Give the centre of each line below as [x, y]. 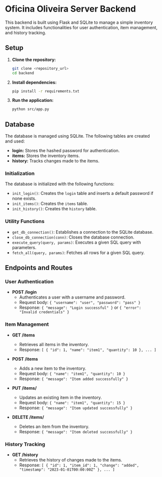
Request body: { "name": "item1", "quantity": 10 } [72, 373]
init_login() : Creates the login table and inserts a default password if [83, 193]
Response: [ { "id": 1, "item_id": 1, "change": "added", [79, 465]
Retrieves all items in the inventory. [54, 344]
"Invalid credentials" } [44, 312]
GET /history [25, 455]
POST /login [24, 292]
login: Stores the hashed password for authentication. [66, 151]
